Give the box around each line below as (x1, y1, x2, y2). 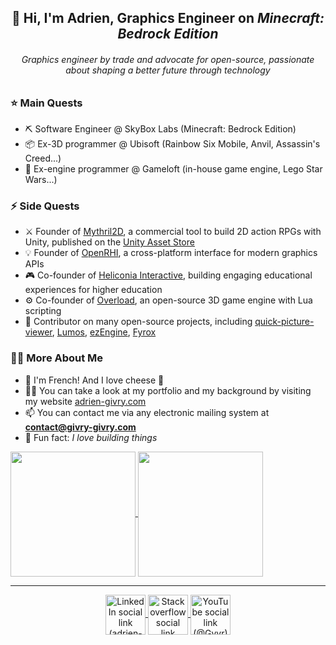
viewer (24, 326, 53, 338)
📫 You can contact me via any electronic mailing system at (24, 406, 270, 418)
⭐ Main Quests (10, 96, 83, 110)
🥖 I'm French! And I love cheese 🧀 (24, 374, 165, 386)
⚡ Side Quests (10, 199, 80, 213)
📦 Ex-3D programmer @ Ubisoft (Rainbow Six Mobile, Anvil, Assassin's (24, 137, 321, 150)
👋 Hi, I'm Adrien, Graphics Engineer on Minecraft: (11, 10, 325, 27)
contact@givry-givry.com (24, 421, 137, 433)
